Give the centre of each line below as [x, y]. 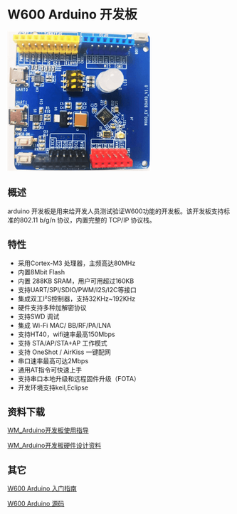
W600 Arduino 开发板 [72, 15]
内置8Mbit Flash [41, 272]
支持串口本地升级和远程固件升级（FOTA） [79, 378]
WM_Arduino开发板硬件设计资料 [54, 446]
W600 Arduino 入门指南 [42, 488]
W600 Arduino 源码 [36, 504]
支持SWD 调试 [38, 316]
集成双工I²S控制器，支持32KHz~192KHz [77, 299]
